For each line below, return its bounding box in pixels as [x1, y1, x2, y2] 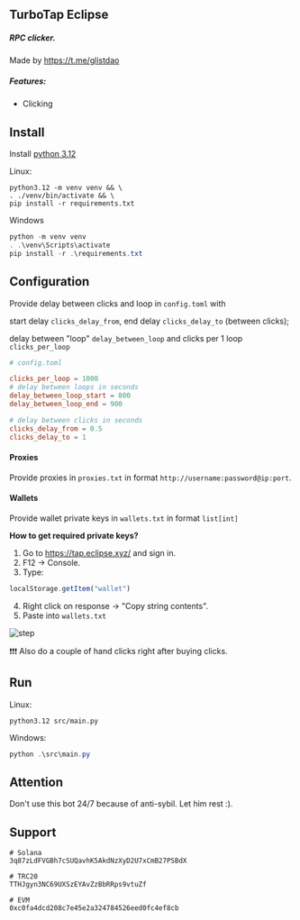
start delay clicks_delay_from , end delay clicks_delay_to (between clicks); [9, 315, 290, 326]
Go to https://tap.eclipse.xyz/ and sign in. [22, 547, 177, 558]
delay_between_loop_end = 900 [9, 400, 123, 409]
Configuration [9, 274, 90, 289]
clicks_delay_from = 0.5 [9, 424, 103, 433]
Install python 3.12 [9, 149, 77, 159]
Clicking [22, 98, 53, 109]
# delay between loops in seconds [9, 383, 140, 392]
